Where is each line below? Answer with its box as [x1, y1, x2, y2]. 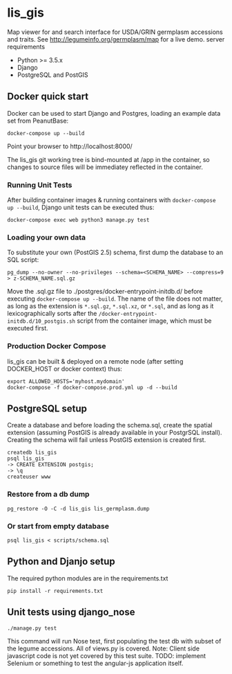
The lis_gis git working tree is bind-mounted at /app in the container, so [7, 155, 210, 163]
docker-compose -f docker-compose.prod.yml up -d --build [7, 384, 177, 391]
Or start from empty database [7, 521, 109, 531]
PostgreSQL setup [7, 403, 88, 415]
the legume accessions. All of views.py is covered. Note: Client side [7, 644, 200, 653]
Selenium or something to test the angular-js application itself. [7, 659, 184, 667]
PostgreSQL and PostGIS [17, 71, 88, 79]
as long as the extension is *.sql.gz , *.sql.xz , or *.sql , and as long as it [7, 302, 214, 310]
